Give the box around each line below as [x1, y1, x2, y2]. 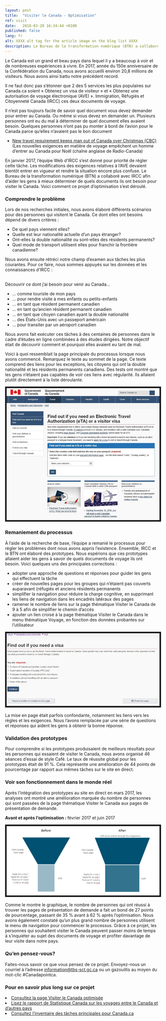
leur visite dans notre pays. [5, 938, 59, 944]
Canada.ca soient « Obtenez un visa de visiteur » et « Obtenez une [5, 88, 139, 93]
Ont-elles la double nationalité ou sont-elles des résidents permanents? [12, 237, 155, 243]
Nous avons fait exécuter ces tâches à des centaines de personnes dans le [5, 331, 155, 337]
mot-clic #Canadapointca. [5, 971, 57, 978]
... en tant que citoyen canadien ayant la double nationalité [12, 311, 129, 317]
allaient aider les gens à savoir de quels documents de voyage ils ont [5, 555, 143, 562]
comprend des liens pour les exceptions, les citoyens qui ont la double [5, 362, 146, 367]
